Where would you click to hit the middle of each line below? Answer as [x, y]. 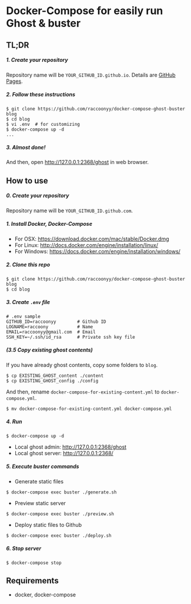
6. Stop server [24, 549]
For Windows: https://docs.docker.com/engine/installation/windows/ [98, 251]
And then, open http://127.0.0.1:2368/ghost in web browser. [77, 162]
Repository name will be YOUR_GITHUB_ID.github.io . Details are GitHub [91, 75]
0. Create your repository [38, 196]
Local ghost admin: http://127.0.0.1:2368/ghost [71, 447]
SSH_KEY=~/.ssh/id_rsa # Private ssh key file [71, 337]
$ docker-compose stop [34, 563]
